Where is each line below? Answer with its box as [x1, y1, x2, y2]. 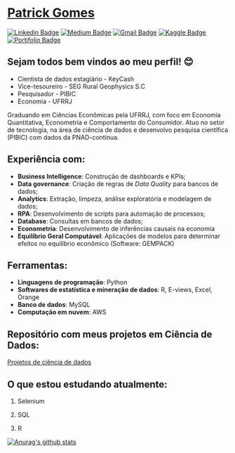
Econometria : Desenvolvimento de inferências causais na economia [17, 224, 215, 232]
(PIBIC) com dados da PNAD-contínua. [7, 133, 119, 141]
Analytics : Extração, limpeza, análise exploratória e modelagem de [17, 195, 212, 203]
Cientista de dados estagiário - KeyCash [17, 74, 135, 83]
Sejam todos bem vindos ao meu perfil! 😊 [7, 56, 194, 68]
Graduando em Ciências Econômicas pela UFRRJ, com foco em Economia [7, 110, 221, 119]
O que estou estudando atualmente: [7, 378, 168, 390]
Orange [17, 293, 40, 301]
